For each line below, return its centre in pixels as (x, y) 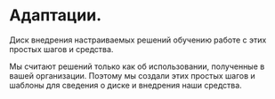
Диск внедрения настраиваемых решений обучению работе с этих (138, 40)
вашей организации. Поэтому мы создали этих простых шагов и (132, 75)
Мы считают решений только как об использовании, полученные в (137, 66)
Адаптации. (56, 15)
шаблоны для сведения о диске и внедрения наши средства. (125, 85)
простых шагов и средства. (61, 49)
